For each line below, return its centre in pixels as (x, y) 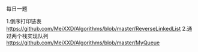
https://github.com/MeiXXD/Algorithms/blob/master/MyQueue (83, 43)
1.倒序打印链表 (24, 21)
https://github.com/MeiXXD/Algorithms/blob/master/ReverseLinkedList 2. (97, 29)
